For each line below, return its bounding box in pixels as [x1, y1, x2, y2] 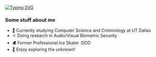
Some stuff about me [5, 16, 56, 23]
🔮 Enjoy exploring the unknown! [12, 46, 76, 53]
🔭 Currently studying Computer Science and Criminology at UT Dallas [12, 28, 151, 33]
